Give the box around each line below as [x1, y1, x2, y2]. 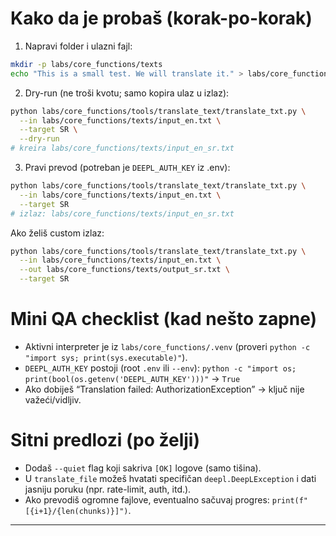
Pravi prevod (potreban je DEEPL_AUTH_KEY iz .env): [24, 162, 231, 174]
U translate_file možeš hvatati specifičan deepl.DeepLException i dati [24, 472, 317, 484]
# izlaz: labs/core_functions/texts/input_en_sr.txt [10, 208, 235, 219]
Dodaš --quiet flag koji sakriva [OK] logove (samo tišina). [24, 462, 262, 474]
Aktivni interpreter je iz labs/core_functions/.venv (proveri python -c [24, 341, 311, 352]
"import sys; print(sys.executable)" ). [24, 352, 188, 363]
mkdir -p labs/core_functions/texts [10, 59, 163, 69]
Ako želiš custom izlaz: [10, 227, 105, 239]
